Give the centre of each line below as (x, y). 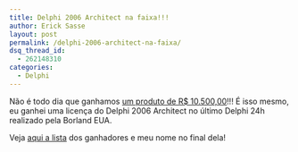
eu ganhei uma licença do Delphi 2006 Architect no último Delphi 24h (137, 110)
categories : (31, 68)
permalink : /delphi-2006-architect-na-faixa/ (95, 42)
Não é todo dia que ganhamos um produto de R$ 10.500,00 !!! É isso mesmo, (149, 101)
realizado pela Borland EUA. (61, 120)
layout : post (33, 34)
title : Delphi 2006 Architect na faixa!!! (89, 17)
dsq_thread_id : (37, 51)
